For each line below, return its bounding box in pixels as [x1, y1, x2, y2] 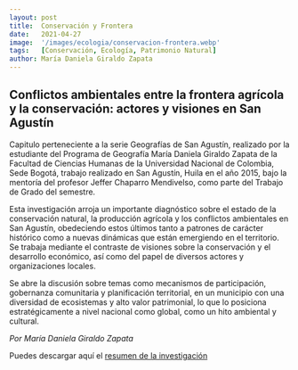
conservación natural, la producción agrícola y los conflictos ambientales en [9, 213, 289, 224]
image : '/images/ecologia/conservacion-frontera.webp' [9, 37, 221, 47]
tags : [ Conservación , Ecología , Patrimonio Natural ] [9, 46, 217, 55]
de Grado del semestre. [9, 186, 96, 197]
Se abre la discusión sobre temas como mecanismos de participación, [9, 277, 267, 288]
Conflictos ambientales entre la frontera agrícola [9, 87, 285, 103]
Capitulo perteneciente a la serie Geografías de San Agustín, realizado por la [9, 139, 290, 150]
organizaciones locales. [9, 260, 96, 271]
